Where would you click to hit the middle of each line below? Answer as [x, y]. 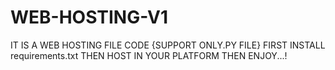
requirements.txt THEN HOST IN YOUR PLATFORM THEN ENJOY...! [149, 55]
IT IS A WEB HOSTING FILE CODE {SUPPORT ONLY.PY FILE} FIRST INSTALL [168, 45]
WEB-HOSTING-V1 [89, 17]
